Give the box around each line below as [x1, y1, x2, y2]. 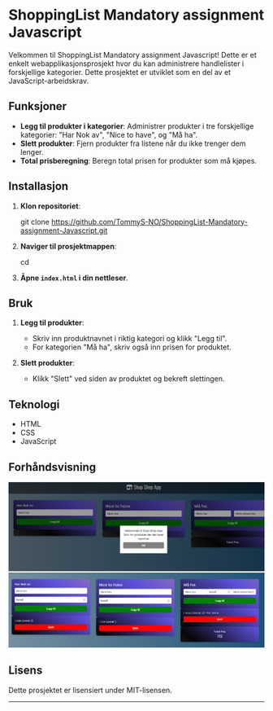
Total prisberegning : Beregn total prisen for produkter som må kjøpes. [19, 156, 258, 165]
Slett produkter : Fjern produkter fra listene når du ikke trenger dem [19, 138, 246, 148]
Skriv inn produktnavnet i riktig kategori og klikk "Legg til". [32, 334, 227, 344]
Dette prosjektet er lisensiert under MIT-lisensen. [8, 685, 172, 695]
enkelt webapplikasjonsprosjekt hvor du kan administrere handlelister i [8, 59, 245, 68]
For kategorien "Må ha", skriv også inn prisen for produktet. [32, 342, 232, 352]
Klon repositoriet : [19, 201, 81, 211]
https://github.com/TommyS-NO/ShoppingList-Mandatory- [51, 217, 248, 226]
